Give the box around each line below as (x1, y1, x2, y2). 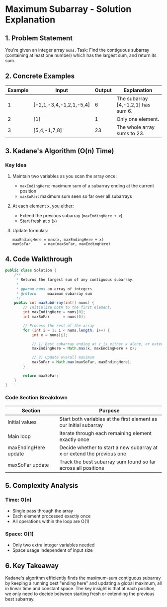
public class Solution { (5, 268, 57, 273)
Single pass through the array (12, 508, 74, 514)
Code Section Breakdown (5, 394, 68, 401)
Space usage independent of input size (12, 547, 93, 553)
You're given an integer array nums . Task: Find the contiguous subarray (5, 47, 150, 53)
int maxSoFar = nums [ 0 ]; (23, 314, 85, 319)
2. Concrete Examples (5, 72, 75, 81)
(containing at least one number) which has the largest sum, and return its (5, 52, 157, 58)
